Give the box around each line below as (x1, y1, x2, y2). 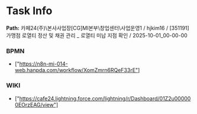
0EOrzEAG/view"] (14, 101, 59, 108)
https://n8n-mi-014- (19, 60, 68, 67)
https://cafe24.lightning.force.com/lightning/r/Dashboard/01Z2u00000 (19, 95, 191, 102)
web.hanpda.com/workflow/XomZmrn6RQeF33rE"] (14, 67, 140, 74)
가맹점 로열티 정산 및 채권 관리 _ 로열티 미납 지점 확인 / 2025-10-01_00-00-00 (6, 31, 188, 39)
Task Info (6, 4, 53, 18)
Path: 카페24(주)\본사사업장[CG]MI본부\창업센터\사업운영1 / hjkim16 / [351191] (6, 24, 189, 31)
